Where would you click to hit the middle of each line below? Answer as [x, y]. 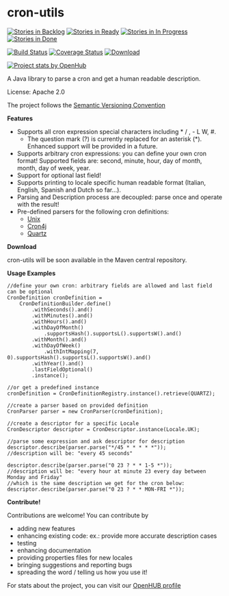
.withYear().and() [58, 363]
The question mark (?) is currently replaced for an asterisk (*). [114, 139]
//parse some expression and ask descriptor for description [96, 441]
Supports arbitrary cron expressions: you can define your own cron [112, 153]
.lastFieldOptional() [63, 370]
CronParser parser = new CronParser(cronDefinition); [85, 411]
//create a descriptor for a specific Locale [73, 423]
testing [27, 543]
